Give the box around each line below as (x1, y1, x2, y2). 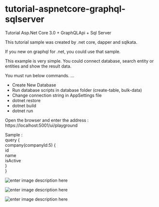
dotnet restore (12, 97, 41, 103)
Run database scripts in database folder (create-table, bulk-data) (12, 87, 142, 93)
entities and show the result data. (5, 63, 72, 69)
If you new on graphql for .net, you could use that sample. (5, 49, 121, 54)
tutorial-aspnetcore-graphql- (5, 3, 126, 15)
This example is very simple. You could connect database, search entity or (5, 58, 154, 64)
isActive (5, 157, 21, 163)
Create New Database (12, 82, 57, 88)
